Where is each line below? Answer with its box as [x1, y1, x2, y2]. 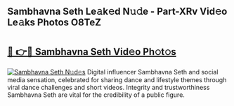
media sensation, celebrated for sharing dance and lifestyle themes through [7, 76, 227, 84]
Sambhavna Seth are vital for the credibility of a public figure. [7, 91, 185, 99]
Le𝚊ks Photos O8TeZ [7, 17, 102, 29]
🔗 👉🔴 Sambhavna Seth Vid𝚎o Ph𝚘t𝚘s [7, 46, 177, 58]
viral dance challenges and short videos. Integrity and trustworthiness [7, 84, 210, 91]
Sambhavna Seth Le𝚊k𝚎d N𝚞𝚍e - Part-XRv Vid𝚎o [7, 6, 228, 18]
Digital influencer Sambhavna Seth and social [86, 68, 219, 76]
